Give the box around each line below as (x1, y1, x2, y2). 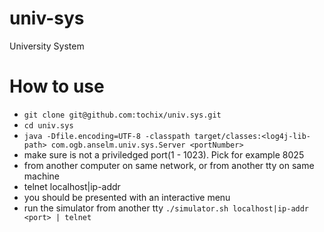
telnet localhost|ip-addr (23, 180, 121, 192)
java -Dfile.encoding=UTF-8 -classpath (23, 131, 191, 141)
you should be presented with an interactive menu (23, 191, 231, 203)
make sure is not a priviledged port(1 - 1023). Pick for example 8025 (23, 148, 305, 161)
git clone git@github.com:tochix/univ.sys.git (23, 110, 222, 120)
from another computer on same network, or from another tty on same (23, 159, 315, 171)
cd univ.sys (23, 120, 74, 131)
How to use (9, 75, 105, 98)
